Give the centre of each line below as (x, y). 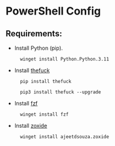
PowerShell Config (53, 11)
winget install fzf (44, 114)
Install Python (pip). (39, 48)
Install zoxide (31, 126)
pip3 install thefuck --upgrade (61, 92)
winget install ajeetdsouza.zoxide (65, 137)
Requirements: (34, 34)
